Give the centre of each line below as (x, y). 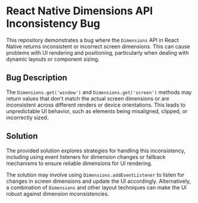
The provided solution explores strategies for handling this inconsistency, (96, 151)
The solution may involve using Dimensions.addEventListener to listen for (95, 174)
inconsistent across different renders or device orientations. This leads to (96, 105)
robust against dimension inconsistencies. (58, 193)
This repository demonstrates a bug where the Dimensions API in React (92, 40)
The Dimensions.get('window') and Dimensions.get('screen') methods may (99, 92)
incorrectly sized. (27, 117)
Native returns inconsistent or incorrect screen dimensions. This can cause (98, 46)
